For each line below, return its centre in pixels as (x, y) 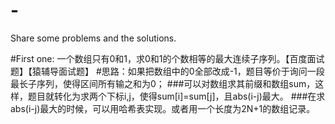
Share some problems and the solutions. (93, 38)
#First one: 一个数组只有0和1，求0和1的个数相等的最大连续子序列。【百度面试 (167, 58)
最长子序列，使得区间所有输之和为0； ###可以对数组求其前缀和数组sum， (163, 83)
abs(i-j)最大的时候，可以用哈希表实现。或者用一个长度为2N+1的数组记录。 (163, 108)
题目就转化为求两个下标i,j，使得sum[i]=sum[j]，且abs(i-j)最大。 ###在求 (176, 96)
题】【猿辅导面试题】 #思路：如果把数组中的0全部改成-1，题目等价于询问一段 (167, 71)
